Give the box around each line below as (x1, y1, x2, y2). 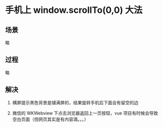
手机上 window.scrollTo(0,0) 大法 (5, 4, 143, 16)
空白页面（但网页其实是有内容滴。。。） (12, 116, 89, 122)
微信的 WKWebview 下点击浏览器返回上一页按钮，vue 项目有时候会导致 (12, 110, 159, 116)
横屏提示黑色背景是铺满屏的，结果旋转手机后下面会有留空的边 (12, 99, 139, 105)
